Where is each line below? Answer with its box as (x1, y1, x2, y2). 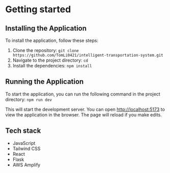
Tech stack (5, 127, 41, 135)
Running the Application (5, 78, 84, 86)
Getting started (5, 4, 71, 15)
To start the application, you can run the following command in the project (5, 91, 160, 97)
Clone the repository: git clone (12, 47, 79, 53)
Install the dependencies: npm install (12, 63, 92, 68)
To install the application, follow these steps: (5, 37, 98, 43)
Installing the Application (5, 24, 87, 33)
